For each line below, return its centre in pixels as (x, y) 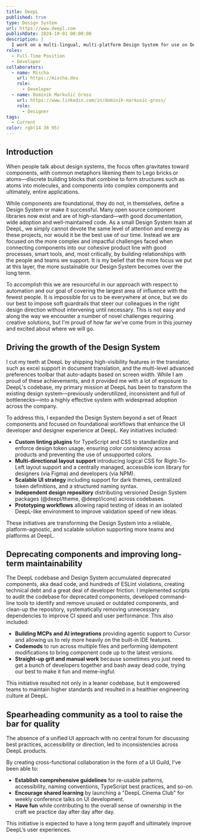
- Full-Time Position (38, 56)
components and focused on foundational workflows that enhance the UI (96, 424)
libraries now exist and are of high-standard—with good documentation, (95, 216)
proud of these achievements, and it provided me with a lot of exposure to (97, 380)
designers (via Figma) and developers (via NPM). (75, 473)
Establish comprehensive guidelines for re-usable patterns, (89, 780)
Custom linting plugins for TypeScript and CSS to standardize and (96, 442)
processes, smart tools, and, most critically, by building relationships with (96, 254)
